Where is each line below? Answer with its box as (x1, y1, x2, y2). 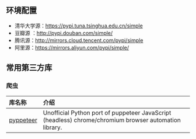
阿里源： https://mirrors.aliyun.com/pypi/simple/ (14, 44, 129, 51)
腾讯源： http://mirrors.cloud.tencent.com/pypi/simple (14, 37, 143, 44)
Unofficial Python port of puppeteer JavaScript (43, 109, 171, 117)
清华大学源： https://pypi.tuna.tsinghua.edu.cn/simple (14, 22, 143, 29)
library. (43, 123, 62, 131)
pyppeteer (9, 116, 38, 124)
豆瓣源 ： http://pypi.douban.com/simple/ (14, 29, 113, 36)
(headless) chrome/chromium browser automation (43, 116, 181, 124)
